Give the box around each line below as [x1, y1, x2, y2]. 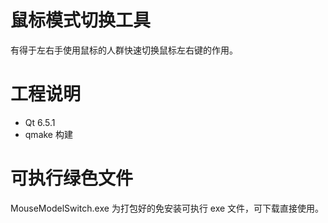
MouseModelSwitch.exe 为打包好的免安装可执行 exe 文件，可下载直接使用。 [10, 202, 325, 214]
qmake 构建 [24, 128, 73, 140]
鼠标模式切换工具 [10, 9, 152, 32]
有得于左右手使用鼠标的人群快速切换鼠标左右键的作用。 [10, 44, 238, 56]
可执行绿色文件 [10, 167, 134, 190]
